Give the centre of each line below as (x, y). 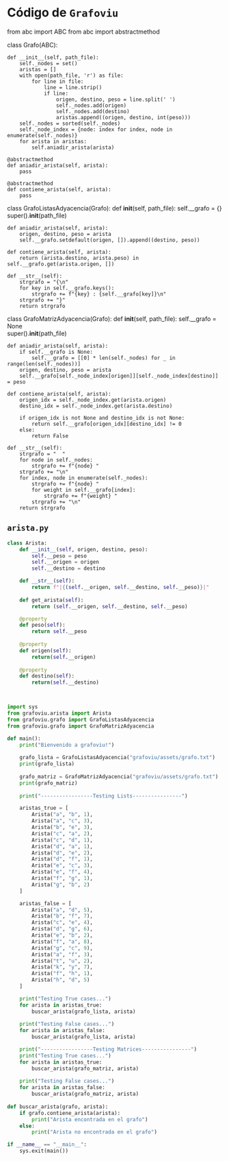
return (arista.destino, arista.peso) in (79, 258)
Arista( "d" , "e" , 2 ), (63, 853)
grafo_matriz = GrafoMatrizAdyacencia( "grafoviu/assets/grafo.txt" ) (119, 776)
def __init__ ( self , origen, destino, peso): (84, 549)
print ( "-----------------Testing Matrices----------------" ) (108, 1049)
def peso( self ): (43, 625)
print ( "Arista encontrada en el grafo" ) (90, 1119)
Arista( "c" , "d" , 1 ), (63, 840)
